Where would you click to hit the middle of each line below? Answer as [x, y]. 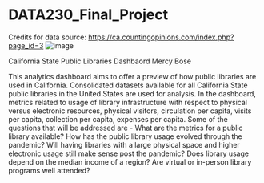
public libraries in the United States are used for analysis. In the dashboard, [132, 93]
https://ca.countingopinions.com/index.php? [161, 37]
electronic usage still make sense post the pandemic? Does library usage [129, 153]
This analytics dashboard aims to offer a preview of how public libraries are [132, 76]
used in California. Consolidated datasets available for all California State [128, 85]
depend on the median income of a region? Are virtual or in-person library [130, 161]
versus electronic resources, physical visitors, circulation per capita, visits [130, 111]
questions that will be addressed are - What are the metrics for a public [126, 128]
